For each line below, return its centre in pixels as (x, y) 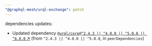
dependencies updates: (29, 23)
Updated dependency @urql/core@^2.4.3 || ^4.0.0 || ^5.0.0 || (78, 33)
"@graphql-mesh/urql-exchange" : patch (44, 10)
